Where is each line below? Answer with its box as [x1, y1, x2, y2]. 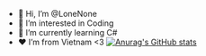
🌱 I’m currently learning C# [17, 28, 118, 37]
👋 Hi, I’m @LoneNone [17, 9, 97, 19]
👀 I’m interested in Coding [17, 18, 114, 28]
